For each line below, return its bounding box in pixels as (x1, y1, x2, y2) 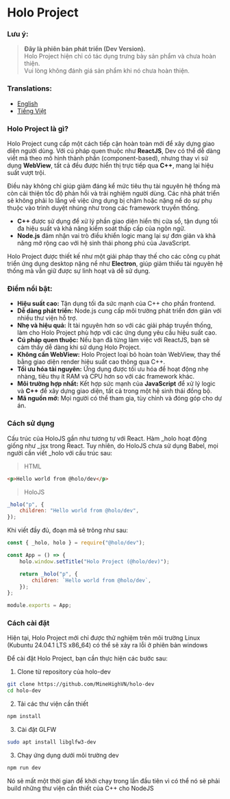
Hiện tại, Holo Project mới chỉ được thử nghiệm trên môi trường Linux (7, 634, 201, 642)
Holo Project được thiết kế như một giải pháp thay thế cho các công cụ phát (7, 252, 220, 261)
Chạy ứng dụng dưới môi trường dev (16, 751, 119, 759)
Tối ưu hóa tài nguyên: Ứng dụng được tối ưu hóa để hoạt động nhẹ (16, 365, 209, 373)
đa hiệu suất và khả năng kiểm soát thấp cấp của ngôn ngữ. (16, 224, 186, 232)
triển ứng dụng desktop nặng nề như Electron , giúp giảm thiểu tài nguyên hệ (7, 259, 223, 268)
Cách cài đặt (7, 619, 50, 628)
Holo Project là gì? (7, 123, 68, 133)
